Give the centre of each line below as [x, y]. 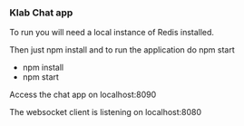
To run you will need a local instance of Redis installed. [112, 33]
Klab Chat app [41, 13]
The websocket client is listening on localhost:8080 [106, 112]
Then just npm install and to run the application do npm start [122, 50]
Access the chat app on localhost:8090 [83, 95]
